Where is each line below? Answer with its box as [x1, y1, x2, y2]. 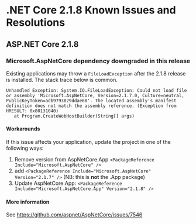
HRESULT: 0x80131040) [6, 108, 59, 114]
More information [6, 198, 50, 205]
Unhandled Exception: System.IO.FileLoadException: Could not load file [6, 87, 187, 94]
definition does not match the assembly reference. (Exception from [6, 103, 177, 109]
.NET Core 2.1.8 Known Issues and [6, 4, 177, 17]
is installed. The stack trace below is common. [6, 76, 118, 83]
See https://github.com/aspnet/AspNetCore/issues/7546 [6, 211, 143, 218]
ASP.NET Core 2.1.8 [6, 39, 79, 49]
